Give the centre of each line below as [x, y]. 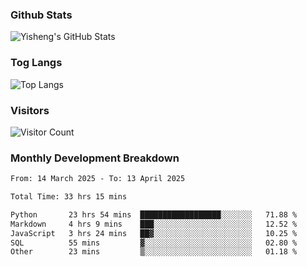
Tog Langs [36, 63]
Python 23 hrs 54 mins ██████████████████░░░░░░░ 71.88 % [154, 214]
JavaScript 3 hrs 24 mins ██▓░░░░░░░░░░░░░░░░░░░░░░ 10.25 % [154, 233]
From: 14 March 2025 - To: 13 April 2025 [98, 179]
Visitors [30, 110]
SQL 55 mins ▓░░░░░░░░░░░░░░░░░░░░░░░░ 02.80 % [154, 243]
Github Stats [41, 15]
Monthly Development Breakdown [95, 158]
